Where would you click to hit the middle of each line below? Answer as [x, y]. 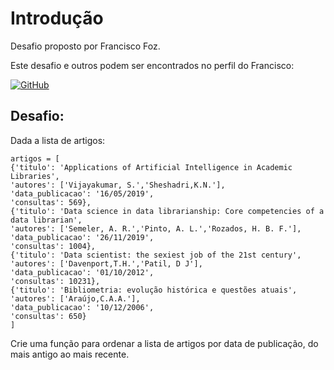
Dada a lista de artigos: [58, 140]
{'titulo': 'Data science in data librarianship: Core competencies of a [167, 211]
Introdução [57, 18]
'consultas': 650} [48, 316]
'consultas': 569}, [51, 202]
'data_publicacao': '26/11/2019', [82, 237]
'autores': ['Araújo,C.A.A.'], [75, 298]
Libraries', [35, 176]
